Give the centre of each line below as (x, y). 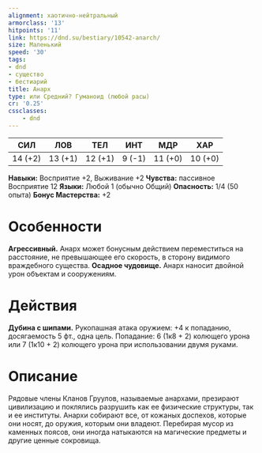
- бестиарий (28, 81)
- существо (26, 74)
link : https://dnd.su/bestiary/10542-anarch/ (84, 38)
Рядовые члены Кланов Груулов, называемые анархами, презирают (124, 398)
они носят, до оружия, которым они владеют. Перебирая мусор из (121, 423)
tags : (17, 60)
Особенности (55, 227)
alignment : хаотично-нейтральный (63, 15)
